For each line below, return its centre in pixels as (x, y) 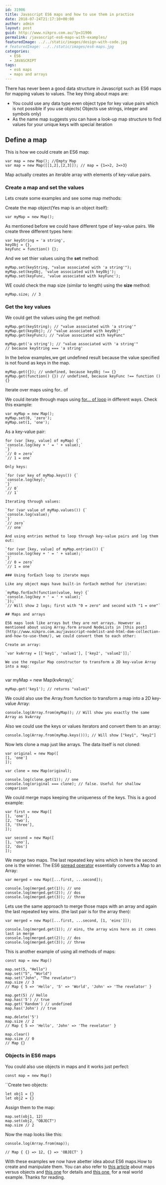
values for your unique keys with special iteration (62, 124)
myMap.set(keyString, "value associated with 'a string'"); (69, 267)
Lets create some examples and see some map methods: (63, 198)
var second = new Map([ (30, 838)
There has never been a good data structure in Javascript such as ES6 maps (83, 88)
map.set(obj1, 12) (24, 1117)
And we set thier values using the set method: (52, 258)
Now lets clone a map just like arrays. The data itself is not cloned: (73, 745)
